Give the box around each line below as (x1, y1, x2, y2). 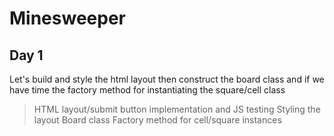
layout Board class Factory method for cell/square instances (33, 114, 282, 126)
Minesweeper (9, 7, 126, 30)
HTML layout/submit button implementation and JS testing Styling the (33, 103, 321, 115)
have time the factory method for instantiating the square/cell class (9, 84, 286, 96)
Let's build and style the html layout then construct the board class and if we (9, 73, 325, 85)
